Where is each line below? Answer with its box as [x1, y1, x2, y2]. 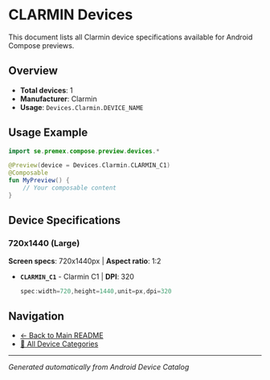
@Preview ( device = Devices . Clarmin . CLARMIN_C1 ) [8, 161, 171, 170]
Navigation [8, 309, 64, 323]
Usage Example [8, 126, 88, 140]
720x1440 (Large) [8, 238, 80, 249]
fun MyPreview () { [8, 177, 70, 185]
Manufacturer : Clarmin [19, 94, 98, 104]
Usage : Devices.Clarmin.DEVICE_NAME [19, 102, 144, 112]
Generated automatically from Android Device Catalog [8, 362, 190, 372]
